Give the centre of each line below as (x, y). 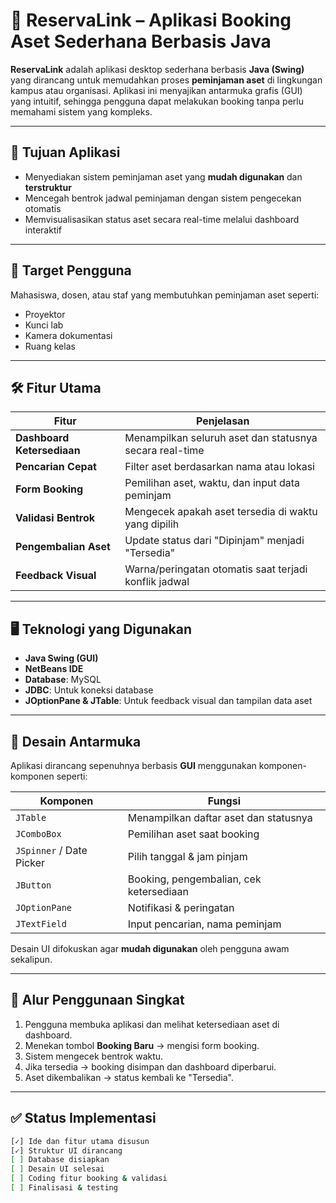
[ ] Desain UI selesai (57, 1169)
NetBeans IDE (54, 669)
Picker (30, 862)
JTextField (41, 924)
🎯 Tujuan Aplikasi (65, 152)
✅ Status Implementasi (83, 1118)
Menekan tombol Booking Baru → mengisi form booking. (142, 1045)
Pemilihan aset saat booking (193, 834)
